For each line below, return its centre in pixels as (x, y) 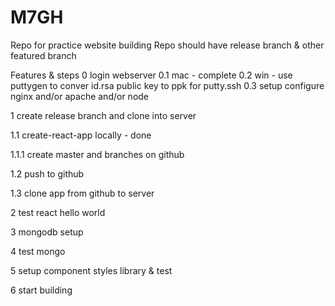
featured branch (43, 55)
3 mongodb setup (47, 232)
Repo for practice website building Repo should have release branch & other (167, 45)
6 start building (41, 290)
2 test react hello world (58, 212)
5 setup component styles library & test (91, 270)
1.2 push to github (47, 173)
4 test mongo (38, 251)
